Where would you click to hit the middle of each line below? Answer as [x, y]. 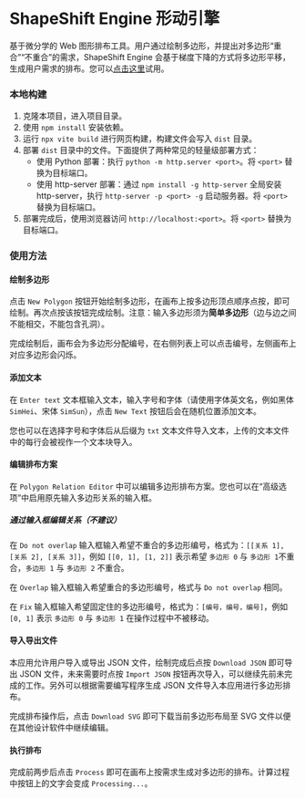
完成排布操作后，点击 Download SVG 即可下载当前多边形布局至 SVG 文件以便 [150, 716]
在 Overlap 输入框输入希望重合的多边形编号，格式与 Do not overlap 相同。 [149, 587]
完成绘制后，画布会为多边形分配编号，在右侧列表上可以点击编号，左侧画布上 [153, 344]
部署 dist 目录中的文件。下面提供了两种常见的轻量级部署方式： [141, 150]
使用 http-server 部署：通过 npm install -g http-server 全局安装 [159, 184]
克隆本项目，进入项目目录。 [75, 116]
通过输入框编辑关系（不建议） [65, 520]
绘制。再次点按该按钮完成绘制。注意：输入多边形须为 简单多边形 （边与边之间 [153, 313]
